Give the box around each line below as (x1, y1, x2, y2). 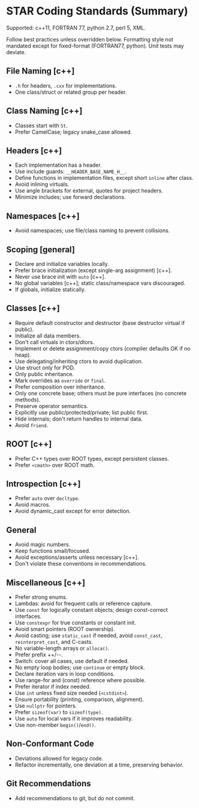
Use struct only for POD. (14, 364, 76, 371)
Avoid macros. (14, 501, 51, 508)
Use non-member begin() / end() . (14, 721, 96, 729)
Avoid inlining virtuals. (14, 180, 70, 188)
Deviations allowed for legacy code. (14, 754, 104, 762)
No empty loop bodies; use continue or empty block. (14, 664, 145, 671)
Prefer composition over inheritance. (14, 383, 106, 390)
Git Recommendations (6, 779, 91, 789)
